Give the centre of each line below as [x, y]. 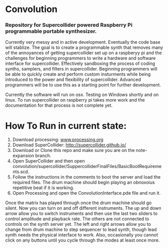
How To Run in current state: [66, 126]
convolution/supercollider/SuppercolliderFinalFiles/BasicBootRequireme [87, 167]
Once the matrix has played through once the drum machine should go [78, 203]
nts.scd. [21, 172]
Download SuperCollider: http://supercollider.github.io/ [69, 145]
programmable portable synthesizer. [51, 31]
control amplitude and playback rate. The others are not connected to [77, 219]
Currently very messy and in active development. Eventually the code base [83, 42]
